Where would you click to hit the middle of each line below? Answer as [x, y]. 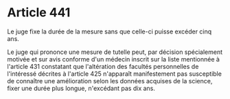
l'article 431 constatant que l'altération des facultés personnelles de [103, 66]
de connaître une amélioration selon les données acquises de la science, [110, 81]
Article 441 [39, 13]
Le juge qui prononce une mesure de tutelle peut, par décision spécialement [115, 52]
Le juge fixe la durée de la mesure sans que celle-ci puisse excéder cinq [110, 31]
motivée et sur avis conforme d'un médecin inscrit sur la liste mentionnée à [113, 59]
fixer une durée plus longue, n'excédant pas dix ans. [81, 88]
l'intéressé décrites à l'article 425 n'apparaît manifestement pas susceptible [114, 74]
